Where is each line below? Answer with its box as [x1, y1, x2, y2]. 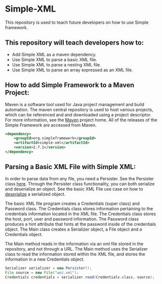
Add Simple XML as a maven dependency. [12, 51, 97, 57]
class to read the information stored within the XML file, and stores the [5, 251, 146, 257]
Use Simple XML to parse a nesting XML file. [12, 62, 102, 67]
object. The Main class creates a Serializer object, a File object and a [5, 226, 142, 232]
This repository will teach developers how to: [5, 39, 144, 47]
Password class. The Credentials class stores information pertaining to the [5, 205, 153, 211]
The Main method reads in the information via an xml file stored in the [5, 241, 144, 247]
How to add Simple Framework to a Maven [5, 81, 134, 89]
